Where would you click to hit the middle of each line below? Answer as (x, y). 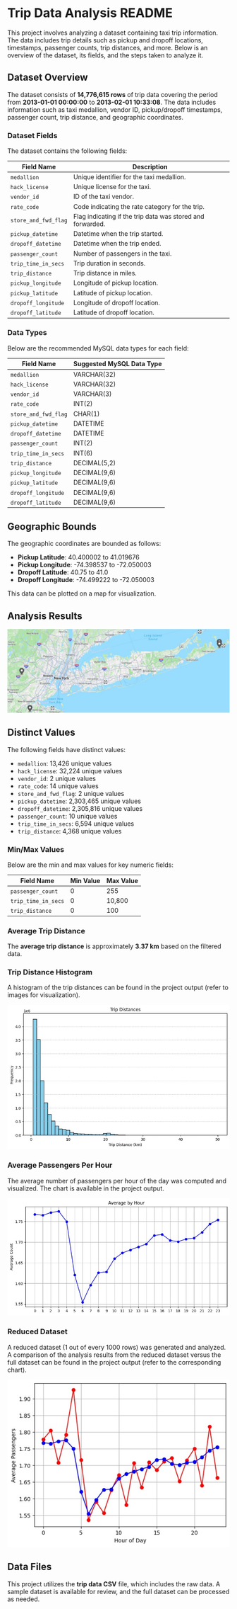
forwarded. (89, 224)
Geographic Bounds (52, 527)
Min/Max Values (36, 849)
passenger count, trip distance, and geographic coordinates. (96, 117)
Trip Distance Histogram (50, 972)
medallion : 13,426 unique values (65, 763)
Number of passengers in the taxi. (122, 254)
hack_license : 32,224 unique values (70, 771)
